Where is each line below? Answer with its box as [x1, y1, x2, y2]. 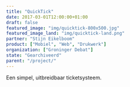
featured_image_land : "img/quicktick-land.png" [6, 31, 125, 36]
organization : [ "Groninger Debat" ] [6, 47, 94, 53]
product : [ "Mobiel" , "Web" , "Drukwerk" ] [6, 42, 107, 48]
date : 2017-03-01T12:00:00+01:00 [6, 14, 88, 20]
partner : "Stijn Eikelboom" [6, 36, 75, 42]
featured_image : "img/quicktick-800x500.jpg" [6, 25, 119, 31]
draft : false [6, 19, 38, 25]
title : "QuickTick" [6, 8, 54, 15]
